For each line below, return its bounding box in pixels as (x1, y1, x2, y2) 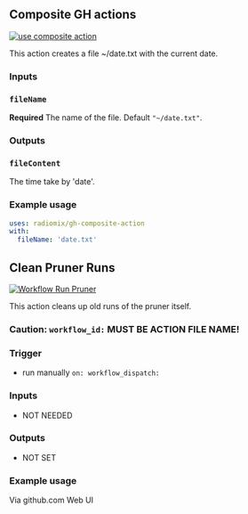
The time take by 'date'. (9, 176, 95, 187)
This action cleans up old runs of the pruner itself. (9, 300, 192, 311)
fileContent (9, 158, 61, 168)
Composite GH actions (9, 7, 137, 22)
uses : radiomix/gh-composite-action (9, 218, 145, 228)
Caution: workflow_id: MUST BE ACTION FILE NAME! (9, 322, 240, 335)
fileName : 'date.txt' (17, 235, 98, 244)
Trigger (9, 347, 43, 359)
